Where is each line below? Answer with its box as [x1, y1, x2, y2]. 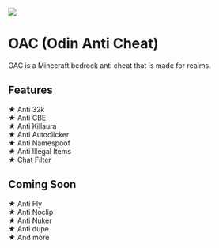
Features [8, 84, 53, 97]
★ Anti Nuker [8, 216, 53, 225]
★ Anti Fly [8, 198, 42, 209]
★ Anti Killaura [8, 121, 57, 130]
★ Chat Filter [8, 155, 51, 164]
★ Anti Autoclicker [8, 130, 70, 139]
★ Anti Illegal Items [8, 146, 72, 156]
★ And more [8, 232, 50, 242]
